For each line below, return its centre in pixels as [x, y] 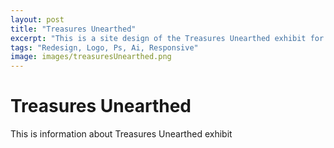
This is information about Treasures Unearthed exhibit [121, 134]
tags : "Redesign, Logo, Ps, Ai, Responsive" [104, 47]
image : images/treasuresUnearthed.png [91, 57]
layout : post [37, 19]
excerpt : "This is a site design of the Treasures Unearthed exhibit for [167, 38]
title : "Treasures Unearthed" [73, 29]
